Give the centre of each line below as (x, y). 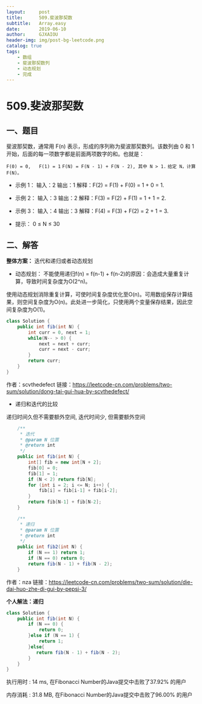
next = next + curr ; (65, 344)
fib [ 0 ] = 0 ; (43, 468)
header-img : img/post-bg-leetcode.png (55, 40)
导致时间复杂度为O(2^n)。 (58, 281)
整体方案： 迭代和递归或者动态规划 (49, 261)
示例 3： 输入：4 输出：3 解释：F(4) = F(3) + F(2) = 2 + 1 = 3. (92, 211)
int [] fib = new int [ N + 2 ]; (65, 463)
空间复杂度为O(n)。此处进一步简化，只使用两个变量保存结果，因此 (105, 302)
